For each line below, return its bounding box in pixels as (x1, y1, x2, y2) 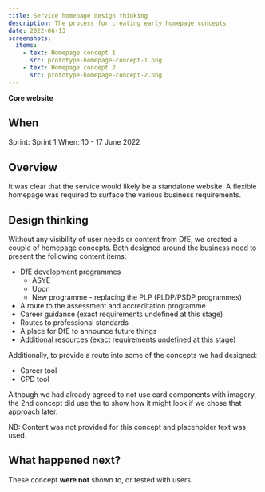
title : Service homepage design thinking (8, 11, 148, 20)
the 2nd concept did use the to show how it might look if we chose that (8, 399, 242, 408)
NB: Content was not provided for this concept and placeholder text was (8, 423, 246, 432)
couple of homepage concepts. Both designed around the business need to (8, 243, 257, 252)
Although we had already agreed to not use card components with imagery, (8, 390, 257, 399)
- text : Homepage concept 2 (22, 64, 116, 72)
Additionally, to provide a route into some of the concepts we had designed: (8, 351, 258, 360)
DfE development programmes (19, 267, 121, 276)
